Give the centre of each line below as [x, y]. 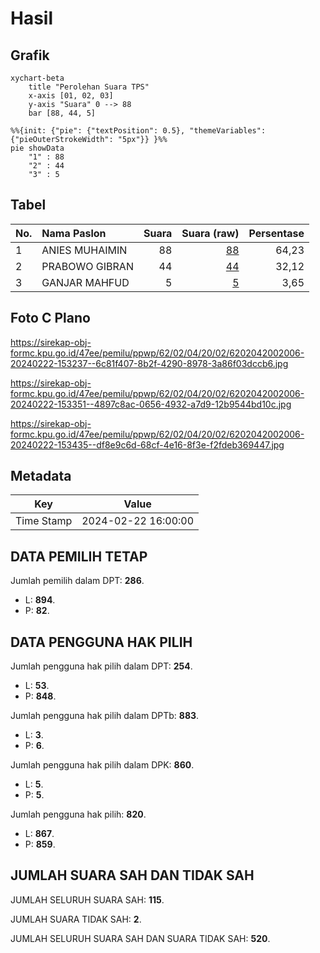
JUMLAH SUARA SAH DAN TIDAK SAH [132, 875]
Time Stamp [44, 521]
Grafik [30, 55]
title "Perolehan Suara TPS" [89, 87]
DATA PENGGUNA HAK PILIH [101, 642]
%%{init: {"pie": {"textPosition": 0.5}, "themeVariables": [138, 131]
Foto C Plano [50, 318]
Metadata [41, 476]
